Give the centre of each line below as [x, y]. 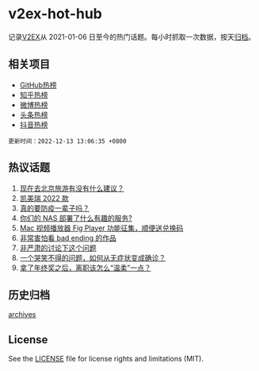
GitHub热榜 [38, 85]
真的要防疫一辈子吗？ [54, 208]
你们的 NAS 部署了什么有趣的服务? [76, 218]
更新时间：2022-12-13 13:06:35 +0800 [67, 141]
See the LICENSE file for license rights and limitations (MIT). [106, 359]
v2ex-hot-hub [55, 14]
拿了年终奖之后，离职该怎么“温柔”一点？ [86, 268]
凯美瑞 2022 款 [44, 198]
